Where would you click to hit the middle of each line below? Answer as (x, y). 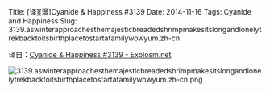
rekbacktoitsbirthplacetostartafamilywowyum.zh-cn (94, 38)
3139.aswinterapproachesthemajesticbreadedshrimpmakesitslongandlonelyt (135, 29)
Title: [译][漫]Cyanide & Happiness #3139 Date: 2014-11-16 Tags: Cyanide (130, 12)
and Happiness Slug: (43, 21)
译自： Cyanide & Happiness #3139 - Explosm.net (90, 54)
